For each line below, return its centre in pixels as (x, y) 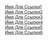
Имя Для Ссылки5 (24, 27)
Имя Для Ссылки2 (24, 12)
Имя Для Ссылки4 (24, 22)
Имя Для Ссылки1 (23, 7)
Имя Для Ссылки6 (24, 32)
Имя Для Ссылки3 (24, 17)
